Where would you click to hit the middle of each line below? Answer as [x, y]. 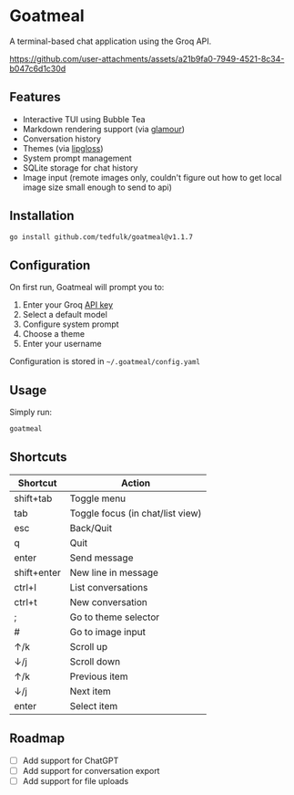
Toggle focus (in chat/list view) [136, 513]
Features [35, 97]
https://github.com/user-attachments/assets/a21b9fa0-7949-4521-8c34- [147, 58]
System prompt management [77, 158]
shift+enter [37, 572]
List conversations [109, 587]
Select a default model [65, 315]
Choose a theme [53, 334]
